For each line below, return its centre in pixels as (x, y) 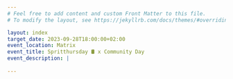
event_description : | (38, 59)
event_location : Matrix (42, 46)
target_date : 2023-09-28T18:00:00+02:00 (67, 39)
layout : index (28, 33)
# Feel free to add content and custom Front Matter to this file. (107, 14)
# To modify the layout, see (49, 20)
